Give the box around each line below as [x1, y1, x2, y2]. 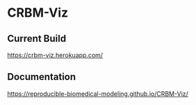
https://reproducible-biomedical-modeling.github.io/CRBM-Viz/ [7, 89, 189, 98]
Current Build [7, 33, 67, 45]
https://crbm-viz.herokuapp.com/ [7, 51, 103, 59]
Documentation [7, 71, 76, 83]
